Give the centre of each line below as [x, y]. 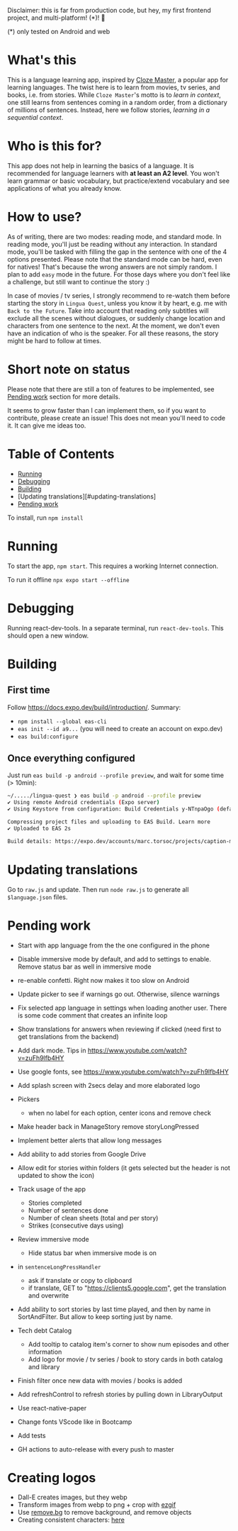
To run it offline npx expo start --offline [68, 579]
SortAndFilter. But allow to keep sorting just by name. [95, 1316]
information [45, 1352]
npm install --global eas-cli [62, 722]
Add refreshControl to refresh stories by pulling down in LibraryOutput [120, 1394]
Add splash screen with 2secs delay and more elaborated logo [109, 1085]
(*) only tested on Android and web [59, 32]
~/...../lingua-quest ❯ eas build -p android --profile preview [104, 796]
